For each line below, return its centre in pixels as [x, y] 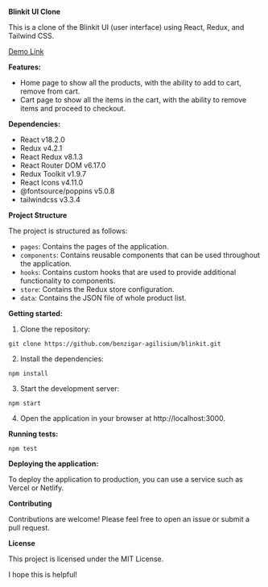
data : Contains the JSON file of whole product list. [103, 298]
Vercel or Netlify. [36, 488]
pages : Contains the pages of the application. [94, 246]
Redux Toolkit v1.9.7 [53, 174]
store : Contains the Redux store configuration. [97, 289]
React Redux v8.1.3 [51, 157]
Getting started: [35, 313]
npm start [25, 403]
